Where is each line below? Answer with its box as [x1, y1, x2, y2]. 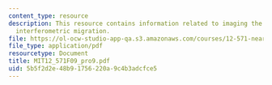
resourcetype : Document [8, 49, 89, 57]
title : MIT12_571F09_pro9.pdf [8, 57, 111, 66]
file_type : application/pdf [8, 42, 104, 50]
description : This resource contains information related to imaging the [8, 19, 263, 28]
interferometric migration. [15, 27, 111, 35]
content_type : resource [8, 11, 89, 20]
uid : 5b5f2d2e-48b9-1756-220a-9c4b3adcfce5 [8, 65, 158, 73]
